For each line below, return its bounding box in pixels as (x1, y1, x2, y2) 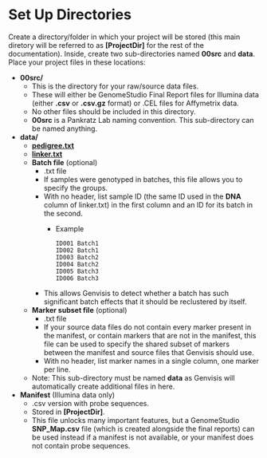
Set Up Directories (8, 6, 132, 24)
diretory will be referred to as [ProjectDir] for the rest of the (8, 40, 205, 49)
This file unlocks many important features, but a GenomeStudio (31, 415, 240, 424)
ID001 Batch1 (55, 239, 100, 247)
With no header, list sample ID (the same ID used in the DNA (43, 191, 241, 201)
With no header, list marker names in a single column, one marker (43, 356, 259, 365)
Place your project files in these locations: (8, 57, 146, 67)
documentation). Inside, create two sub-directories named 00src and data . (8, 49, 256, 58)
